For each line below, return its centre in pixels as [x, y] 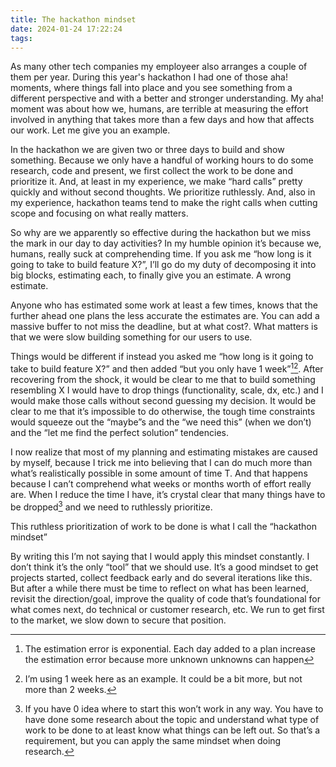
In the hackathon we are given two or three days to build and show [147, 150]
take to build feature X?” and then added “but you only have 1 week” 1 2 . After [167, 368]
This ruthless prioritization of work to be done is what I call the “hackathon [163, 526]
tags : [21, 38]
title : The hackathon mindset [73, 19]
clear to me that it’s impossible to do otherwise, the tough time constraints [163, 412]
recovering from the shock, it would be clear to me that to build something [163, 380]
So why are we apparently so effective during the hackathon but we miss [161, 233]
